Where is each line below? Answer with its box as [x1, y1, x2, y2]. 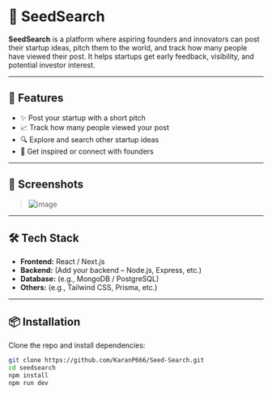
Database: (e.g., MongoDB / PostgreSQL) [19, 274, 159, 284]
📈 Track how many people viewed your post [19, 122, 170, 132]
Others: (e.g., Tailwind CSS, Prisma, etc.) [19, 283, 158, 292]
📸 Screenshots [8, 178, 84, 192]
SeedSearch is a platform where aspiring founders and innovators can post [8, 34, 260, 44]
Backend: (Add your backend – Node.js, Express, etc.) [19, 266, 202, 275]
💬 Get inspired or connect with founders [19, 146, 154, 156]
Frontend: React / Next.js [19, 257, 105, 266]
